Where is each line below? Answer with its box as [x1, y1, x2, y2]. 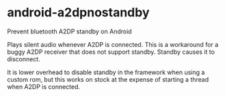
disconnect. [7, 54, 41, 63]
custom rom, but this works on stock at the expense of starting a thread [7, 75, 209, 83]
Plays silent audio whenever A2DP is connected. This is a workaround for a [7, 40, 219, 48]
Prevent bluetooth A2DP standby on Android [7, 27, 132, 35]
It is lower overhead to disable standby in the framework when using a [7, 68, 205, 76]
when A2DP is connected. [7, 82, 81, 91]
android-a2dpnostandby [7, 5, 150, 20]
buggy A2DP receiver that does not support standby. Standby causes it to [7, 48, 215, 56]
